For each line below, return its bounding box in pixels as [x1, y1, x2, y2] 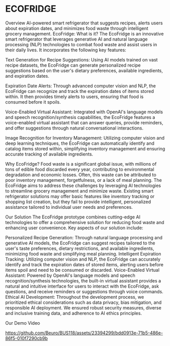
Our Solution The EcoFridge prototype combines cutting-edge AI [5, 214, 141, 220]
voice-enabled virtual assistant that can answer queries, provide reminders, [5, 119, 163, 125]
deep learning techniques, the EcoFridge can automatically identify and [5, 140, 155, 146]
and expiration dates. [5, 73, 50, 79]
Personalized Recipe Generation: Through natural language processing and [5, 234, 163, 240]
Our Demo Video [5, 320, 41, 326]
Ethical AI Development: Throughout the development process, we [5, 294, 144, 300]
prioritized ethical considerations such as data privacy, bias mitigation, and [5, 299, 162, 305]
